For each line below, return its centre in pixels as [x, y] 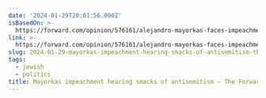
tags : [17, 60]
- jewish [30, 67]
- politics [33, 74]
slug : [17, 52]
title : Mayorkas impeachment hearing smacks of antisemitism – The [122, 81]
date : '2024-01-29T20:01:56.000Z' [65, 15]
